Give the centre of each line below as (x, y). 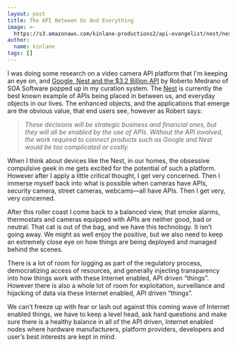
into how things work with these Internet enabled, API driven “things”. (108, 278)
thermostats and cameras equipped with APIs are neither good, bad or (110, 219)
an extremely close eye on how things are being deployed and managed (112, 241)
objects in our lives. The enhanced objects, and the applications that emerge (119, 103)
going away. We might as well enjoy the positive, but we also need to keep (115, 234)
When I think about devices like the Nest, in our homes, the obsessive (109, 160)
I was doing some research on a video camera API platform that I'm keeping (117, 73)
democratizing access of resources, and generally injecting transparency (114, 270)
